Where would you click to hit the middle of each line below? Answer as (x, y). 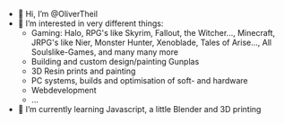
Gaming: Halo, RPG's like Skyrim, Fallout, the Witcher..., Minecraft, (153, 33)
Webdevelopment (64, 90)
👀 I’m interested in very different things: (90, 23)
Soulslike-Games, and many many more (105, 52)
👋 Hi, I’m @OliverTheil (58, 14)
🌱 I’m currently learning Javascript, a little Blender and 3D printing (139, 109)
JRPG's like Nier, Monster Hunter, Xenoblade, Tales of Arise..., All (151, 42)
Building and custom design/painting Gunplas (115, 61)
